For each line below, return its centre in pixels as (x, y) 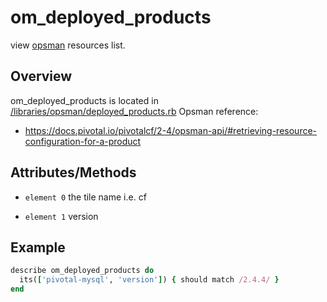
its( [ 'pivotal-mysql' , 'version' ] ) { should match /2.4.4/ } (149, 280)
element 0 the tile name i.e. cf (85, 197)
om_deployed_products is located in (84, 100)
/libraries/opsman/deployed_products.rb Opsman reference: (134, 111)
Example (38, 247)
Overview (41, 76)
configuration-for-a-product (83, 141)
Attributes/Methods (73, 172)
